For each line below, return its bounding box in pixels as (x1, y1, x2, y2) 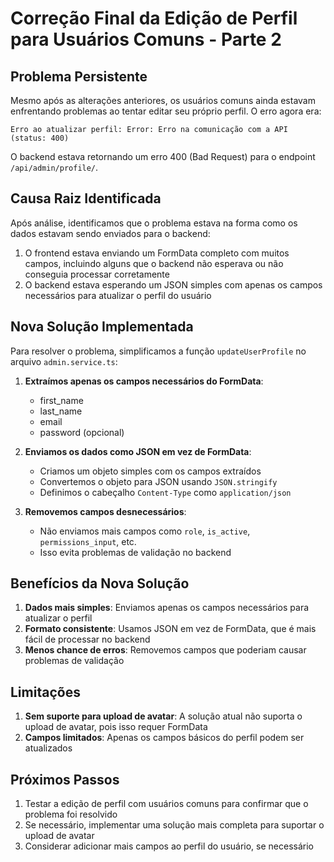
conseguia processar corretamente (24, 268, 170, 280)
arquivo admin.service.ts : (10, 355, 118, 367)
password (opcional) (39, 426, 125, 438)
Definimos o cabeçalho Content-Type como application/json (39, 486, 292, 498)
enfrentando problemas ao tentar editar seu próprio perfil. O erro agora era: (10, 105, 322, 117)
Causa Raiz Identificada (10, 190, 162, 207)
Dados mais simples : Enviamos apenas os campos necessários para (24, 602, 310, 614)
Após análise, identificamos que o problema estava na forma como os (10, 217, 298, 229)
